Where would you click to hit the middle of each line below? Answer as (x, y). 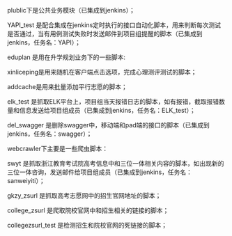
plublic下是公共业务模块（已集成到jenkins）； (71, 10)
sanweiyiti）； (26, 181)
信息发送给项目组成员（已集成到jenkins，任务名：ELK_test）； (108, 110)
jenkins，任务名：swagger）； (50, 134)
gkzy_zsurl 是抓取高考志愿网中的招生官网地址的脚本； (84, 196)
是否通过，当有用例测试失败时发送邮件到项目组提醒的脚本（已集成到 (105, 34)
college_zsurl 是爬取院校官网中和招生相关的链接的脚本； (88, 210)
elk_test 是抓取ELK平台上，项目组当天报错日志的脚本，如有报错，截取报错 (113, 102)
